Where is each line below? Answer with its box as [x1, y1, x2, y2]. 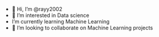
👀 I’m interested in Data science [11, 12, 90, 19]
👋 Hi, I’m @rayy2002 [11, 6, 62, 12]
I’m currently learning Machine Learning [11, 18, 110, 25]
